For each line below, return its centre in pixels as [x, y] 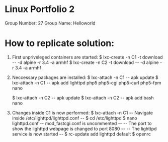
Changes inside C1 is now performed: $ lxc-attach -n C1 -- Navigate [82, 112]
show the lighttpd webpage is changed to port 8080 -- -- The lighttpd [84, 128]
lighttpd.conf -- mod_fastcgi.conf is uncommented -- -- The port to [82, 123]
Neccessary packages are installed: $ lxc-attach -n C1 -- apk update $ [85, 77]
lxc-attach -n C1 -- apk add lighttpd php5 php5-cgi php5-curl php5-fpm [87, 82]
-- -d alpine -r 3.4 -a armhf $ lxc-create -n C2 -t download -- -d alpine [85, 62]
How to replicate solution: [60, 43]
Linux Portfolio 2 [40, 9]
